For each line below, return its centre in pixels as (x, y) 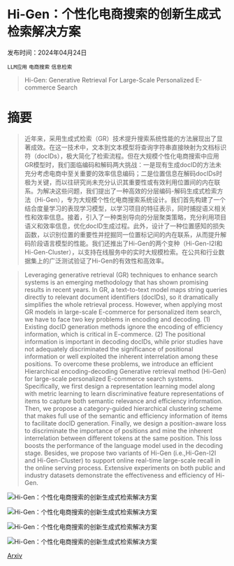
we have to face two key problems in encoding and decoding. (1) (117, 319)
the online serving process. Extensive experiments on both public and (125, 467)
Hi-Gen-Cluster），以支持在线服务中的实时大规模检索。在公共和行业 (121, 252)
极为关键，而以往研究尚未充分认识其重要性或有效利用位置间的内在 (119, 182)
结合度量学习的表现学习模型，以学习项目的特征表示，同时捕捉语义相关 (125, 208)
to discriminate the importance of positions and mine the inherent (118, 430)
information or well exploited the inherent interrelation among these (121, 356)
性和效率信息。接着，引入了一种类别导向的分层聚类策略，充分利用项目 (125, 217)
